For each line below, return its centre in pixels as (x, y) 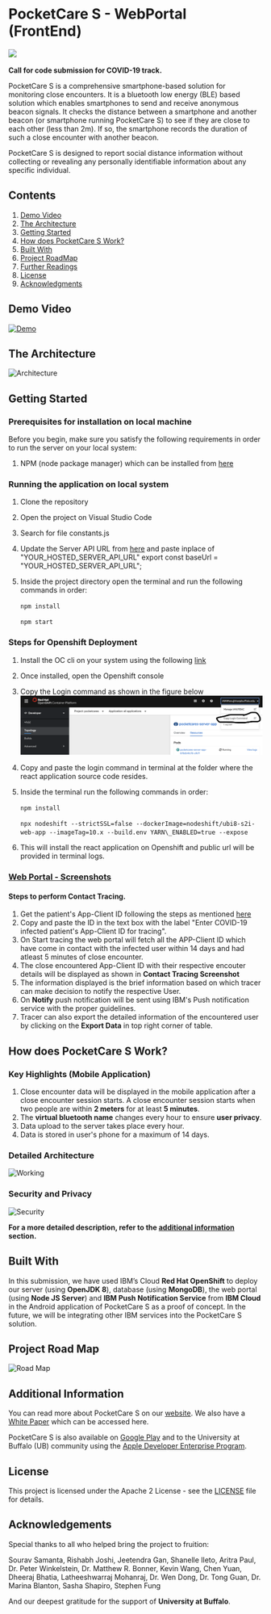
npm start (37, 623)
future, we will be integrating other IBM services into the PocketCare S (125, 1315)
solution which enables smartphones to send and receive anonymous (124, 103)
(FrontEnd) (45, 31)
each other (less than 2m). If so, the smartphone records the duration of (128, 128)
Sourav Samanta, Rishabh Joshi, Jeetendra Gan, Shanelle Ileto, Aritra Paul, (132, 1560)
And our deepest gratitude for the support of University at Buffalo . (120, 1601)
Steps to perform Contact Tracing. (67, 896)
